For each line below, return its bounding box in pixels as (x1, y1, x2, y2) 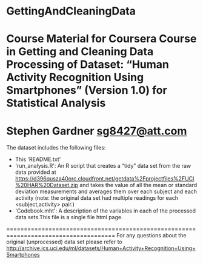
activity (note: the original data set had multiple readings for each (15, 194, 179, 202)
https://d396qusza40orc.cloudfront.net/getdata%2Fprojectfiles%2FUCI (15, 175, 195, 182)
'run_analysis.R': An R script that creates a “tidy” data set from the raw (15, 162, 191, 170)
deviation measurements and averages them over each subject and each (15, 188, 198, 195)
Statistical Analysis (6, 96, 106, 110)
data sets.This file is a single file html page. (15, 214, 123, 221)
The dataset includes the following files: (6, 144, 106, 151)
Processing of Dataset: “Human (6, 58, 170, 71)
